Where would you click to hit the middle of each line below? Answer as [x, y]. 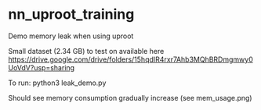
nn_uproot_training [71, 14]
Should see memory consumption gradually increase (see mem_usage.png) [130, 98]
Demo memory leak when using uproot [71, 36]
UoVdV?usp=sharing [42, 67]
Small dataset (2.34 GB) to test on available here [86, 51]
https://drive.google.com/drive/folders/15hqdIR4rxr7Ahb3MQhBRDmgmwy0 [130, 59]
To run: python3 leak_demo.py [57, 83]
